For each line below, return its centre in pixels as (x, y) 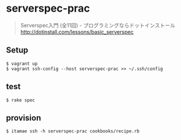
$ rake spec (20, 100)
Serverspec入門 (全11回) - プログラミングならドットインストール (98, 25)
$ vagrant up (22, 64)
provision (24, 118)
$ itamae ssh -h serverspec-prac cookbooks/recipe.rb (73, 131)
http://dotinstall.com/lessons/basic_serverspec (77, 32)
